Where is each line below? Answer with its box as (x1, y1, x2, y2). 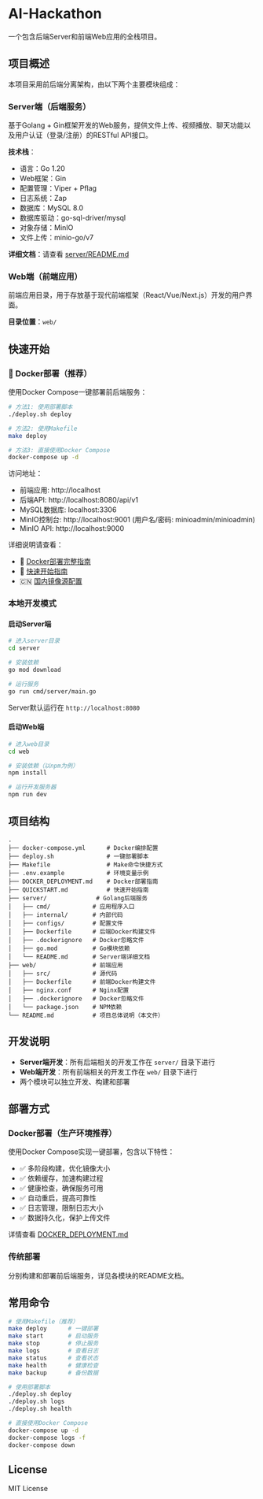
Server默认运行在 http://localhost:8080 (8, 703, 140, 712)
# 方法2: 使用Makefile (8, 425, 78, 432)
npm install (8, 769, 47, 777)
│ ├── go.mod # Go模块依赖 (8, 944, 131, 952)
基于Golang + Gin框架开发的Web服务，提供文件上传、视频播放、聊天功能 (8, 121, 245, 130)
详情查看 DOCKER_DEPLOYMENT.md (8, 1230, 129, 1239)
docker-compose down (8, 1441, 76, 1449)
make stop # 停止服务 (8, 1340, 99, 1348)
